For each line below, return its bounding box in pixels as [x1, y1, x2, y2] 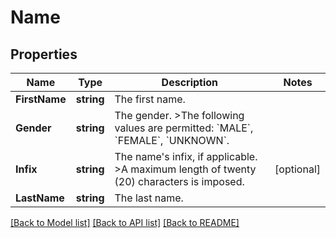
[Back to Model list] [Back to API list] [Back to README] [10, 217, 240, 228]
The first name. [114, 92, 186, 106]
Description [161, 76, 219, 89]
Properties [10, 46, 78, 63]
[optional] [274, 162, 321, 176]
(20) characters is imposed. [114, 175, 245, 188]
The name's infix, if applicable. [114, 150, 258, 163]
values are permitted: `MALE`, [114, 121, 254, 135]
